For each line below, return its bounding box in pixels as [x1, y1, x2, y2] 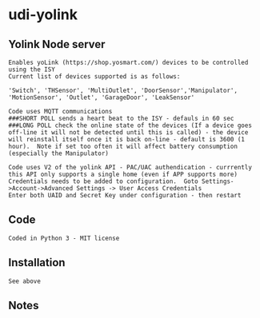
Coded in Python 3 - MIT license [8, 234, 120, 242]
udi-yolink [8, 6, 78, 24]
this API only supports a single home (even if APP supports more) [8, 170, 238, 178]
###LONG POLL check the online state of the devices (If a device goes [8, 121, 252, 129]
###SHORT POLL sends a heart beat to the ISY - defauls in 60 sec [8, 114, 234, 122]
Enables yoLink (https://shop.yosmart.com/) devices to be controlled [8, 58, 249, 66]
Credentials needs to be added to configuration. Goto [8, 177, 198, 185]
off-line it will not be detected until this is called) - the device [8, 129, 249, 137]
